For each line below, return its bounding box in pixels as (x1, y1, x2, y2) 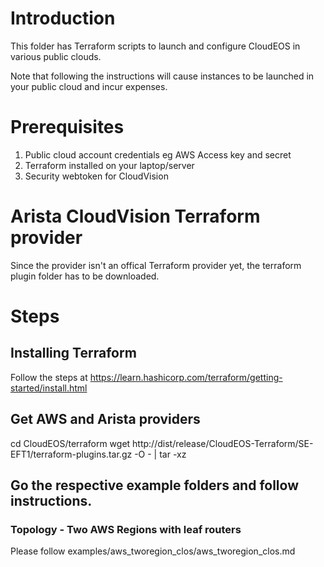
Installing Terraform (10, 345, 137, 362)
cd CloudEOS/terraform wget (10, 437, 131, 449)
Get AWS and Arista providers (10, 411, 201, 428)
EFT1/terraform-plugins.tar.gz (10, 448, 133, 460)
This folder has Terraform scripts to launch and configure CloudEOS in (10, 40, 301, 52)
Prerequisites (10, 116, 125, 139)
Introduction (10, 7, 116, 30)
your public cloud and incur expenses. (10, 80, 168, 92)
